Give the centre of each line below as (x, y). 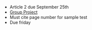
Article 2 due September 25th (39, 7)
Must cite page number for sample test (48, 17)
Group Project (23, 12)
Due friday (20, 22)
